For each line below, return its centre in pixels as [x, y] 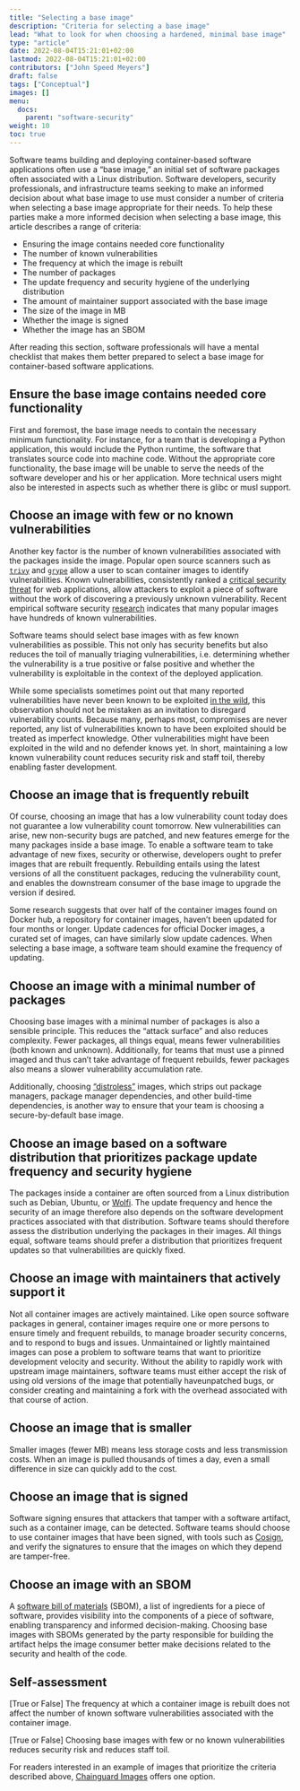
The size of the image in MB [74, 310]
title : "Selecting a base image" [72, 17]
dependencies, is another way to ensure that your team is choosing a [137, 1106]
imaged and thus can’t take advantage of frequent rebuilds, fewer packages [149, 1060]
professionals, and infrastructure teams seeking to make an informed [137, 188]
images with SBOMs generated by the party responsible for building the [141, 1635]
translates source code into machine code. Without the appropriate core [142, 458]
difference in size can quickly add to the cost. [93, 1468]
